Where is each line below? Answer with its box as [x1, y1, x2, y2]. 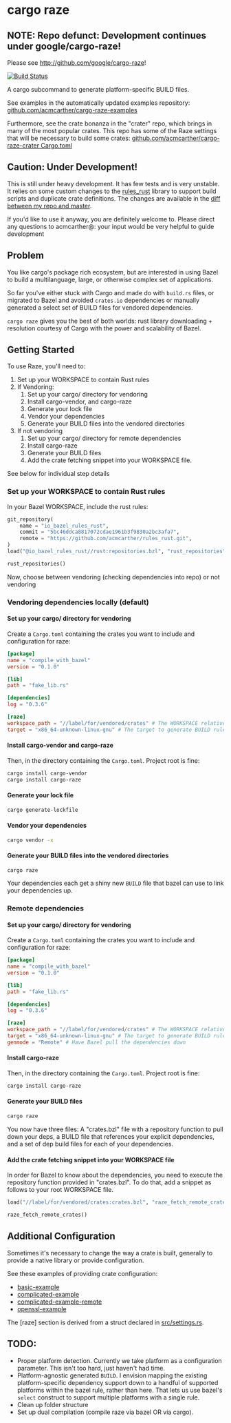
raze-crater [7, 141, 40, 150]
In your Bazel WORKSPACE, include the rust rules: [7, 502, 148, 510]
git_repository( [7, 516, 54, 523]
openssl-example [16, 1304, 67, 1313]
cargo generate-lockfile [7, 806, 78, 813]
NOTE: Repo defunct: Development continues [7, 30, 207, 41]
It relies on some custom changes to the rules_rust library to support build [7, 187, 217, 195]
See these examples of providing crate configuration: [7, 1269, 158, 1277]
